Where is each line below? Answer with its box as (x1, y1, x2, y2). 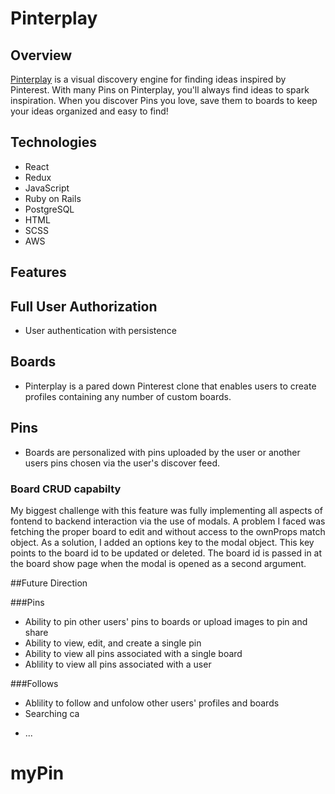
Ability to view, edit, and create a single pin (24, 637, 202, 649)
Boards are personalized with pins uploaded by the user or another (24, 446, 301, 458)
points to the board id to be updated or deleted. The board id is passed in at (10, 547, 323, 559)
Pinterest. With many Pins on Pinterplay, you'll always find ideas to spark (10, 84, 310, 96)
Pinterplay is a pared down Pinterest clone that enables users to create (24, 380, 317, 392)
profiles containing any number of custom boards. (24, 390, 232, 402)
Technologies (10, 134, 98, 151)
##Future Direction (10, 577, 88, 589)
